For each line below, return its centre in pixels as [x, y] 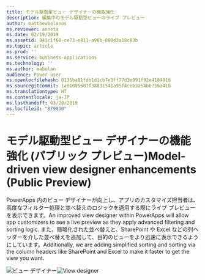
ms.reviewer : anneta [33, 29]
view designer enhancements [119, 169]
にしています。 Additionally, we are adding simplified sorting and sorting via [101, 245]
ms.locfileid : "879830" [37, 109]
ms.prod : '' [21, 52]
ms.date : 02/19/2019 [33, 35]
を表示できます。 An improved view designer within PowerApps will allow [98, 215]
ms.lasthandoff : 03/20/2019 [42, 103]
